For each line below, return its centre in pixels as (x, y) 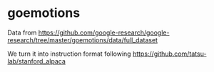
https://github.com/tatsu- (169, 54)
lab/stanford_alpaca (37, 61)
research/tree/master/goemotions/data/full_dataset (83, 40)
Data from (22, 32)
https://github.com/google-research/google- (104, 32)
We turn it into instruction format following (69, 54)
